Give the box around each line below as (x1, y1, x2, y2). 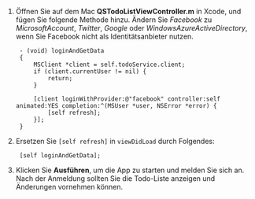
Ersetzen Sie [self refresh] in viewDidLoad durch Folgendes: (15, 137, 215, 146)
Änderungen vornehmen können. (15, 182, 124, 191)
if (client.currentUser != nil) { (33, 68, 147, 76)
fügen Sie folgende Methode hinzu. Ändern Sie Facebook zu (15, 15, 213, 24)
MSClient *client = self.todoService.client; (33, 61, 186, 68)
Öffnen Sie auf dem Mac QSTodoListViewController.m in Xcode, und (15, 7, 242, 16)
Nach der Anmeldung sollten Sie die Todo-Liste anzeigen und (15, 174, 216, 183)
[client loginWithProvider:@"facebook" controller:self (33, 95, 221, 103)
